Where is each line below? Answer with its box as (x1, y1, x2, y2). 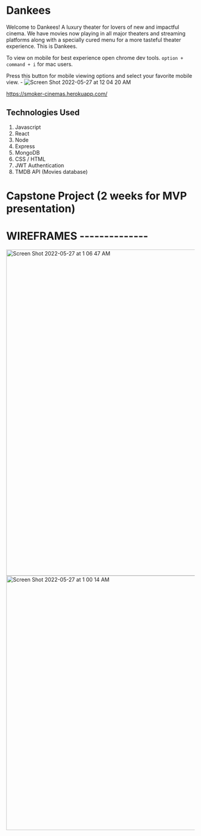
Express (14, 142, 35, 150)
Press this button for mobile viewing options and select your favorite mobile (6, 72, 193, 79)
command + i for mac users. (6, 61, 73, 68)
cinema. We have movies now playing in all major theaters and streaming (6, 29, 186, 37)
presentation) (6, 202, 76, 215)
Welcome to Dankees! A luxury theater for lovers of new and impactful (6, 23, 179, 31)
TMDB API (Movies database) (14, 168, 88, 175)
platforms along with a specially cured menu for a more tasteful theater (6, 36, 181, 43)
